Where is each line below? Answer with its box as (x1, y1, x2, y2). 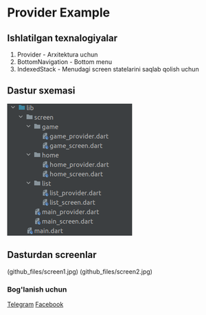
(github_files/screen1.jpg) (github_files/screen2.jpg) (7, 267, 153, 276)
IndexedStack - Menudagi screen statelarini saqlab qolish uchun (16, 65, 199, 73)
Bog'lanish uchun (7, 284, 67, 294)
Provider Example (7, 5, 111, 21)
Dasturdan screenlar (7, 249, 98, 261)
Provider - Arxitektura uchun (16, 50, 98, 58)
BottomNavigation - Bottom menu (16, 58, 113, 66)
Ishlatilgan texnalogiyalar (7, 32, 118, 44)
